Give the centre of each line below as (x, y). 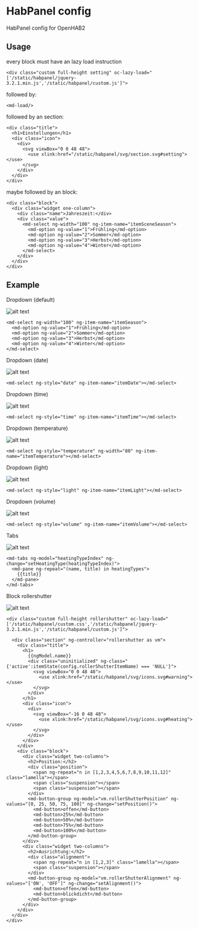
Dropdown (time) (27, 394)
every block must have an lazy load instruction (64, 61)
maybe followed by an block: (42, 192)
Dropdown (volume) (31, 501)
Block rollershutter (29, 596)
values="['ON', (25, 883)
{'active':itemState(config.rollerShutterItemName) (72, 667)
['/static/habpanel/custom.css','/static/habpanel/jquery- (82, 624)
